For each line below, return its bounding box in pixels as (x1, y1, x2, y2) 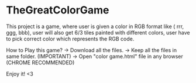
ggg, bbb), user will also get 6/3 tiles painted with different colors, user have (6, 29, 190, 36)
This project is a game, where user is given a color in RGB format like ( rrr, (6, 23, 184, 30)
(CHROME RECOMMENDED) (6, 59, 75, 66)
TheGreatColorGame (6, 4, 109, 17)
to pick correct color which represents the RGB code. (6, 35, 135, 42)
